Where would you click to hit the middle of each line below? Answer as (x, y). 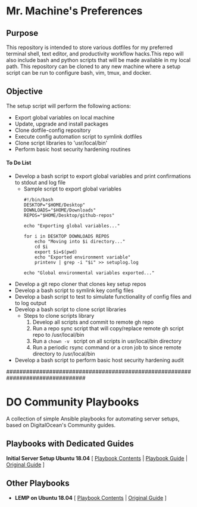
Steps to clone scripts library (59, 316)
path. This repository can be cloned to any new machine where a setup (93, 66)
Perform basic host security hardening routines (73, 149)
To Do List (19, 163)
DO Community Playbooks (73, 402)
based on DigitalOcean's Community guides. (61, 425)
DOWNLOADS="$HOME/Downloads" (60, 210)
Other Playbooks (38, 483)
